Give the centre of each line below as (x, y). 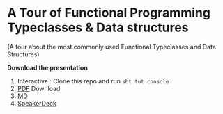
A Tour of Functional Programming (109, 13)
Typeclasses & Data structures (98, 27)
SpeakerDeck (37, 103)
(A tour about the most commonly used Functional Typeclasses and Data (111, 47)
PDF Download (39, 88)
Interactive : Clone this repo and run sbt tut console (93, 81)
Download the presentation (48, 67)
